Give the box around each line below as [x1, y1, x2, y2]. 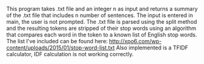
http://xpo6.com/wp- [109, 38, 162, 44]
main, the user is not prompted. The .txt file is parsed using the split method [6, 18, 197, 25]
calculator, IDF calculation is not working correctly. [6, 51, 134, 57]
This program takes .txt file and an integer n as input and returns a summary [6, 5, 198, 12]
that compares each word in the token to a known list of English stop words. [6, 31, 197, 38]
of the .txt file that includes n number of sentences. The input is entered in [6, 12, 194, 19]
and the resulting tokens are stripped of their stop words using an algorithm [6, 24, 197, 32]
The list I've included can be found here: [6, 38, 108, 44]
